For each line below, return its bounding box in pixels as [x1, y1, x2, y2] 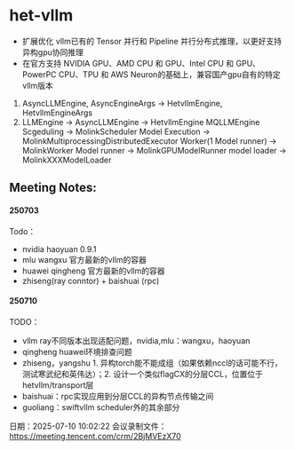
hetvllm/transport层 [21, 379, 94, 391]
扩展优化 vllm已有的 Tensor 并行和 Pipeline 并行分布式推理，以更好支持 [21, 36, 283, 46]
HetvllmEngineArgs [21, 107, 93, 118]
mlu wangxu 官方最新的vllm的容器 [21, 254, 147, 264]
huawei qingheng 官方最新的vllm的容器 [21, 265, 165, 276]
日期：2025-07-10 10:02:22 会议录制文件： [9, 421, 167, 431]
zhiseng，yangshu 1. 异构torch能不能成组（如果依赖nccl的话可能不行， [21, 357, 283, 368]
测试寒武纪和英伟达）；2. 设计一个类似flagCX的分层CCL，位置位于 [21, 368, 264, 379]
